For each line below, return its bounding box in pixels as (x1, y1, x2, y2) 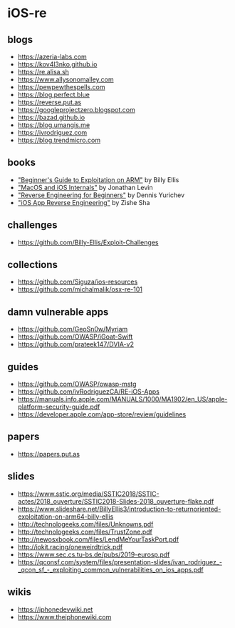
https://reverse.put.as (17, 98, 82, 106)
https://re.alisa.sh (17, 68, 70, 76)
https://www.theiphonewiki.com (17, 612, 112, 621)
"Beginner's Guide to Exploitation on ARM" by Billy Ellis (17, 175, 179, 184)
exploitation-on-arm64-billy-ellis (17, 512, 114, 521)
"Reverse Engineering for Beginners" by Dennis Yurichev (17, 191, 185, 199)
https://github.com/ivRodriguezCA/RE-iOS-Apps (17, 387, 160, 396)
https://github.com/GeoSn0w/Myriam (17, 325, 128, 334)
